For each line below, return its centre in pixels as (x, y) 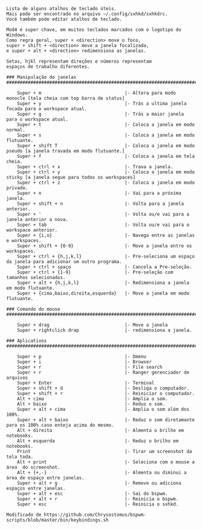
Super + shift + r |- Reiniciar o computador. (106, 393)
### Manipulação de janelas (41, 77)
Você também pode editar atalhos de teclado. (64, 19)
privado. (17, 188)
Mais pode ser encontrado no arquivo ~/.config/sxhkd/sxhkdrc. (87, 14)
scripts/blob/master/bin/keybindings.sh (58, 520)
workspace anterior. (32, 230)
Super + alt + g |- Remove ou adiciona (99, 483)
